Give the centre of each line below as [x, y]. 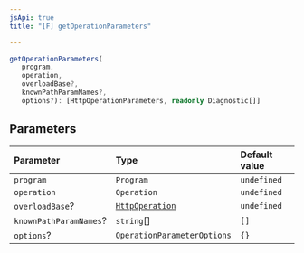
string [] [133, 220]
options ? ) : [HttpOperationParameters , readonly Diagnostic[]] [141, 100]
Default [256, 155]
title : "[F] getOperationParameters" [81, 26]
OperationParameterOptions [174, 235]
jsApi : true [32, 18]
